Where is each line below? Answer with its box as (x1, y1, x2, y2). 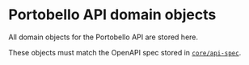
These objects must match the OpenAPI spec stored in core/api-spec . (8, 47, 242, 57)
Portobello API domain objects (8, 6, 217, 24)
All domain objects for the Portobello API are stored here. (8, 32, 199, 42)
